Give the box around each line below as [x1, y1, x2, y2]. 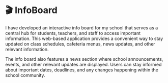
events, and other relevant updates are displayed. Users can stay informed [5, 61, 162, 67]
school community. [5, 72, 45, 78]
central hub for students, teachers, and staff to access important [5, 30, 141, 36]
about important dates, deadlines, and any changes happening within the [5, 67, 159, 73]
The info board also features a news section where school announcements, [5, 56, 163, 62]
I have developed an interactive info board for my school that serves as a [5, 24, 158, 31]
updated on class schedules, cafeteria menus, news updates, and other [5, 40, 155, 47]
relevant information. [5, 46, 49, 52]
